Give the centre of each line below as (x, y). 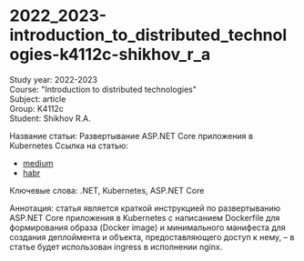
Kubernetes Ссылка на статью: (69, 146)
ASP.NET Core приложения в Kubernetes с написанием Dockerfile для (145, 217)
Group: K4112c (36, 108)
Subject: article (38, 99)
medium (38, 163)
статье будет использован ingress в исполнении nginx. (116, 246)
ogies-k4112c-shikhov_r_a (110, 55)
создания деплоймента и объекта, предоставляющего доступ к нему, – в (152, 236)
